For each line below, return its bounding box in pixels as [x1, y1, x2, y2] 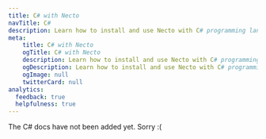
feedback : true [15, 93, 66, 101]
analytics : [8, 85, 44, 94]
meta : [8, 33, 26, 42]
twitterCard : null [22, 78, 83, 86]
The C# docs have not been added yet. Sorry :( [8, 122, 162, 132]
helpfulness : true [15, 100, 77, 108]
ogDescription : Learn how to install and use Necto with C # [22, 64, 225, 71]
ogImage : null [22, 71, 69, 79]
